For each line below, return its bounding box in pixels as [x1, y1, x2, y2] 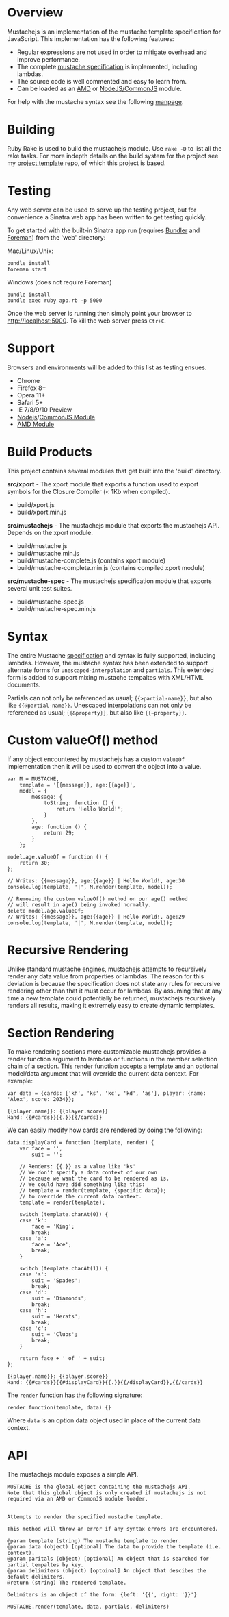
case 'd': [19, 1289, 48, 1296]
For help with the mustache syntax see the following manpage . [7, 97, 184, 106]
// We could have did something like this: [19, 1181, 146, 1188]
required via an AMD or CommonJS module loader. [7, 1496, 148, 1503]
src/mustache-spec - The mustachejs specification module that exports [7, 577, 212, 585]
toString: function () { [43, 800, 115, 806]
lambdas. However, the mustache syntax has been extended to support [7, 658, 208, 667]
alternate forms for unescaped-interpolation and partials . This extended [7, 666, 214, 674]
